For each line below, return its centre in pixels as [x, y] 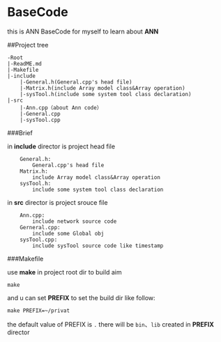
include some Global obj [68, 233]
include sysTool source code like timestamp [98, 246]
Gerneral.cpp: [40, 227]
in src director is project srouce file [58, 202]
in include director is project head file [61, 146]
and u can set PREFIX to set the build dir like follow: [81, 297]
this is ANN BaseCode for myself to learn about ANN [83, 31]
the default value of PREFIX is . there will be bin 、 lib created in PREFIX [111, 324]
